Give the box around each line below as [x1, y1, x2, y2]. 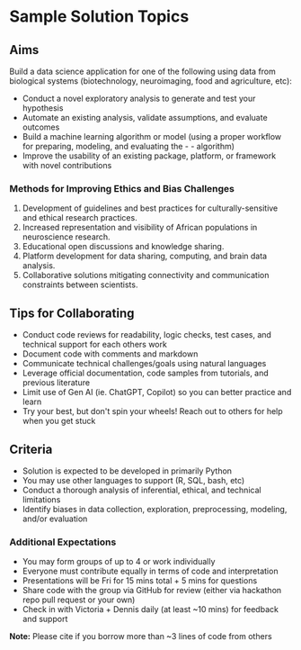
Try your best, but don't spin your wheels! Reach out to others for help [22, 406, 283, 417]
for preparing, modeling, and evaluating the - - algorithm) [22, 141, 235, 151]
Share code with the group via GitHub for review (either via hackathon [22, 585, 282, 596]
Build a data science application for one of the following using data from [9, 66, 277, 77]
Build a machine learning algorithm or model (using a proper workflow [22, 131, 282, 141]
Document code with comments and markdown [22, 348, 199, 359]
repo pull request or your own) [22, 594, 136, 605]
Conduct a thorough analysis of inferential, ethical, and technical [22, 484, 262, 495]
